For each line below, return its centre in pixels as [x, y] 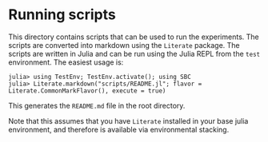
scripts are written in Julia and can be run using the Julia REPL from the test [134, 53]
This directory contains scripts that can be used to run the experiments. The [134, 37]
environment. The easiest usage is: [66, 62]
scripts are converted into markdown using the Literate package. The [124, 45]
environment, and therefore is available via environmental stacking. [119, 129]
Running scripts [62, 15]
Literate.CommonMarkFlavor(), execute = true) [87, 91]
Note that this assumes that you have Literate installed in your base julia [128, 120]
